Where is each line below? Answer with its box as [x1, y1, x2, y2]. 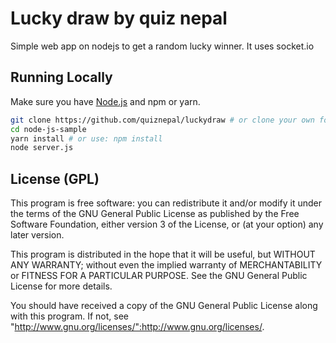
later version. [10, 229, 65, 241]
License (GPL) [10, 170, 100, 187]
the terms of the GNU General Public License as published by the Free [10, 208, 300, 220]
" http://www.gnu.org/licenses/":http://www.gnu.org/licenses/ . [10, 321, 265, 333]
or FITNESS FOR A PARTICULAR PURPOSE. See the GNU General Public [10, 270, 308, 282]
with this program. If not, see [10, 310, 129, 322]
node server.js [10, 143, 74, 153]
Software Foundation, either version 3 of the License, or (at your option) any [10, 218, 324, 231]
